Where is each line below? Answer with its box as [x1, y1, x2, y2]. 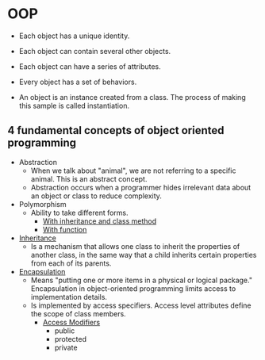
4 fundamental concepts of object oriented [7, 124, 225, 137]
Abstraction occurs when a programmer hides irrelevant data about [30, 182, 252, 192]
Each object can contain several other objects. [18, 46, 171, 56]
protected [54, 334, 86, 343]
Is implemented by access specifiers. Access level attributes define [30, 301, 252, 310]
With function [42, 224, 87, 234]
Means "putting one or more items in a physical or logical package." [30, 275, 253, 285]
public [54, 326, 75, 335]
